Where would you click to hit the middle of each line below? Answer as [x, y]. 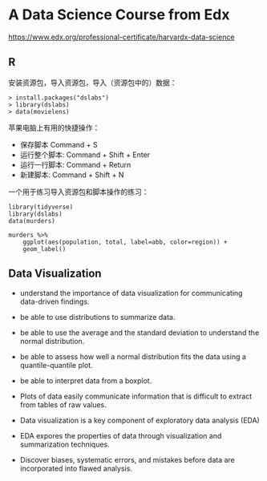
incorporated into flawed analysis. [76, 468]
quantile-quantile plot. [57, 365]
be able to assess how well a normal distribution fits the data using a [133, 356]
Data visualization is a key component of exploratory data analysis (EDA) [140, 420]
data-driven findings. [55, 301]
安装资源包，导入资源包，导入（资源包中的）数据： [93, 83]
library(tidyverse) [41, 207]
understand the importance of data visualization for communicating [131, 293]
